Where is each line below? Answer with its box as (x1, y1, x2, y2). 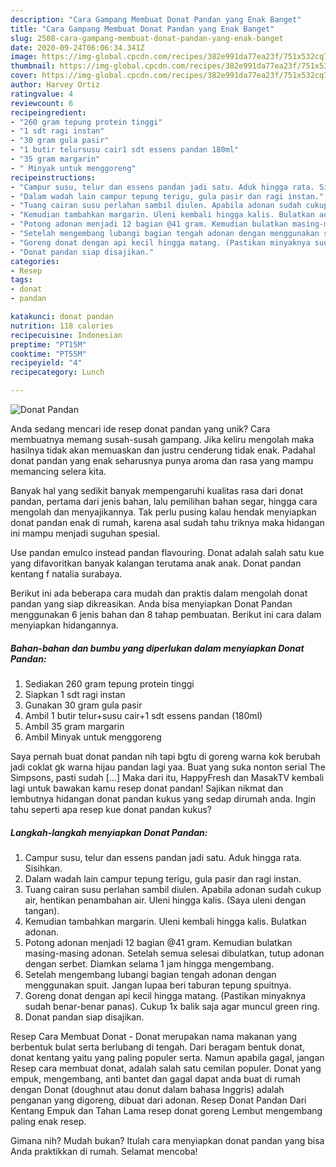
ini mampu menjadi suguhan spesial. (10, 527, 161, 539)
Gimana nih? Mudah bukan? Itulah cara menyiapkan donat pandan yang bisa (10, 1134, 325, 1146)
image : (10, 52, 38, 62)
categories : (10, 256, 60, 266)
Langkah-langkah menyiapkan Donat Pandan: (10, 826, 208, 838)
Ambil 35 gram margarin (24, 720, 125, 732)
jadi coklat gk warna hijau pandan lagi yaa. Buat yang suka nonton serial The (10, 761, 326, 773)
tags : (10, 275, 33, 285)
